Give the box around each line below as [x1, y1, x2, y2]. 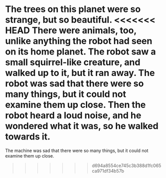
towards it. [5, 131, 51, 142]
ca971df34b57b [92, 167, 125, 173]
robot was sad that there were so [5, 78, 144, 89]
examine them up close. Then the [5, 99, 146, 110]
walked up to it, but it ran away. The [5, 67, 155, 78]
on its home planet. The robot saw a [5, 46, 156, 57]
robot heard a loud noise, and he [5, 110, 142, 121]
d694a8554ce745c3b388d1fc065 [92, 162, 162, 168]
